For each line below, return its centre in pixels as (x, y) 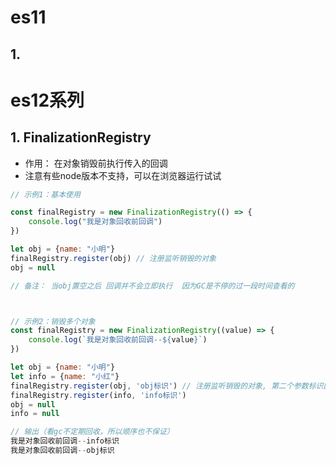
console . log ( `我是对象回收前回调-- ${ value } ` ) (118, 340)
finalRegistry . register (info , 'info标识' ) (98, 395)
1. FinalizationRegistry (81, 137)
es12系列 (47, 100)
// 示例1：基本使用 (45, 194)
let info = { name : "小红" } (65, 376)
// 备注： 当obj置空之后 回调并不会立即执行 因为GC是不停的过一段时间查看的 (152, 286)
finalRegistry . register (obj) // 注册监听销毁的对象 (113, 258)
